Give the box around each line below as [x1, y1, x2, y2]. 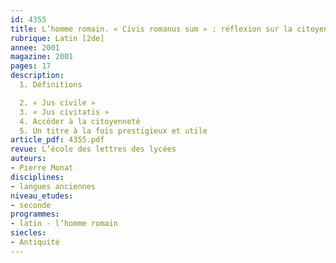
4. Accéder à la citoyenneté [19, 116, 141, 126]
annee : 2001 [10, 42, 60, 53]
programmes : [10, 209, 60, 220]
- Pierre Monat [10, 163, 74, 173]
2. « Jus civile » [19, 97, 97, 108]
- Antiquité [10, 237, 60, 247]
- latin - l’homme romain [10, 219, 118, 229]
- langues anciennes [10, 181, 97, 191]
